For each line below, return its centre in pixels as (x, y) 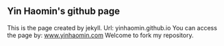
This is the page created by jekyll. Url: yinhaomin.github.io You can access (112, 27)
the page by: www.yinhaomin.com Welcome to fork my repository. (100, 35)
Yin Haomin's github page (64, 11)
